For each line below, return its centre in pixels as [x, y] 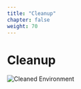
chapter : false [29, 20]
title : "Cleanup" [32, 13]
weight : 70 [22, 26]
